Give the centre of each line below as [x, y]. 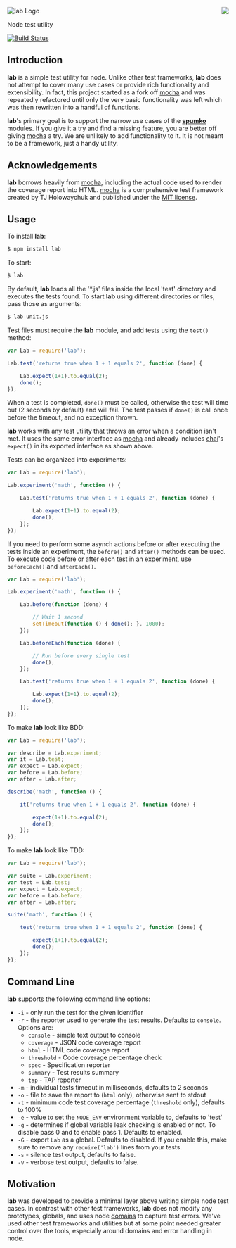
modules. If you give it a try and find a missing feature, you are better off [112, 128]
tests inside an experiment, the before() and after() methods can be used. [117, 551]
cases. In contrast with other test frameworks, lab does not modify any [110, 1209]
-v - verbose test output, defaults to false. [78, 1162]
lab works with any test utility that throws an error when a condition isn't [112, 431]
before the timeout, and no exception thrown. [73, 417]
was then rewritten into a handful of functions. [74, 107]
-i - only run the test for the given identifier [80, 1012]
